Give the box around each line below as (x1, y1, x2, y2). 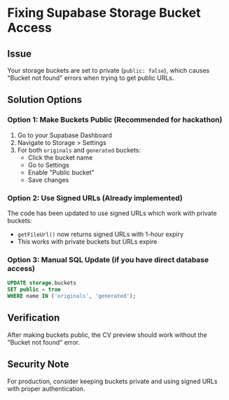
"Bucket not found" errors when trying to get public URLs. (7, 74, 174, 82)
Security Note (7, 359, 69, 371)
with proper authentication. (7, 384, 85, 393)
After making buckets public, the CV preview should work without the (7, 331, 208, 339)
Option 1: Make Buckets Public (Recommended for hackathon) (7, 115, 223, 125)
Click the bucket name (27, 153, 93, 162)
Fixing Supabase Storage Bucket (7, 5, 201, 21)
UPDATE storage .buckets (7, 280, 77, 287)
